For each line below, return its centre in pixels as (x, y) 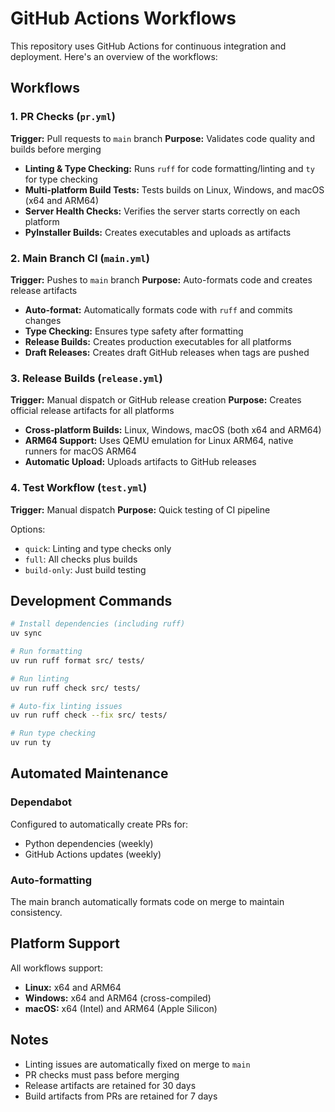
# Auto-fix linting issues (66, 706)
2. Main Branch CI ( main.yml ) (80, 258)
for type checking (61, 179)
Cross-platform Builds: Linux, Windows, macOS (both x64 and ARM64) (173, 430)
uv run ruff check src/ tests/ (75, 688)
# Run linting (40, 678)
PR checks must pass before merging (102, 1074)
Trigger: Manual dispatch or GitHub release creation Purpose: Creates (156, 400)
